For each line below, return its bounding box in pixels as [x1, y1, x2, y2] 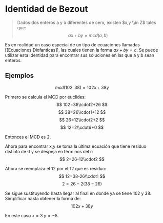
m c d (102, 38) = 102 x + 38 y [55, 84, 109, 90]
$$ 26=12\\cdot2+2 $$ [59, 117, 105, 122]
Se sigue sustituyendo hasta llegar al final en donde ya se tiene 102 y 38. [5, 190, 152, 196]
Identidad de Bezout [5, 3, 88, 15]
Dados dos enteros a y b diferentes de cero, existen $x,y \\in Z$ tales [17, 20, 156, 25]
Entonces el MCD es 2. [5, 134, 51, 140]
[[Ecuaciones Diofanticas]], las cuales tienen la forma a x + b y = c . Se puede [5, 47, 159, 53]
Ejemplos [5, 72, 34, 80]
